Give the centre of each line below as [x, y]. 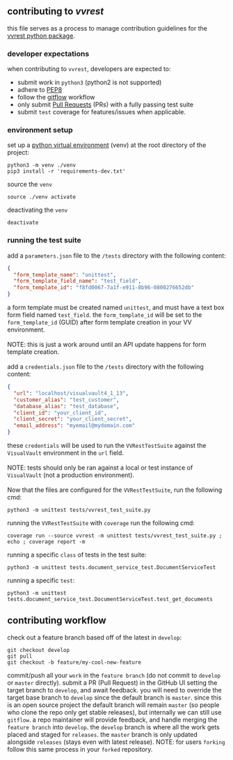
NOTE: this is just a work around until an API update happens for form [107, 345]
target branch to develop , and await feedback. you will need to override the [115, 690]
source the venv [30, 185]
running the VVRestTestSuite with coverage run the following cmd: [101, 523]
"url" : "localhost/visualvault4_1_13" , [71, 393]
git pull [20, 656]
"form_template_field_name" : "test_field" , [77, 281]
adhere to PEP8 [40, 90]
